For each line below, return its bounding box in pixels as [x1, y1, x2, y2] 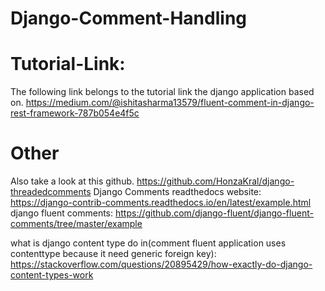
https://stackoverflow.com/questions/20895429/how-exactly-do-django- [10, 258, 313, 271]
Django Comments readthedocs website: [93, 186, 262, 198]
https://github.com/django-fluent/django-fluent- [114, 207, 314, 219]
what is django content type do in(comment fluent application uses [10, 237, 287, 249]
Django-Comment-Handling [10, 7, 247, 30]
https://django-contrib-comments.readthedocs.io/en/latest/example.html [10, 197, 312, 209]
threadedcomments [10, 186, 92, 198]
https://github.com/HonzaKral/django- [136, 175, 295, 187]
